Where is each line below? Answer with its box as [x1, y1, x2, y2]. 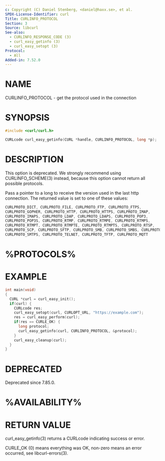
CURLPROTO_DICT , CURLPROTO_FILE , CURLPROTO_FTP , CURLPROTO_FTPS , [5, 204, 141, 209]
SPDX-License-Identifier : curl [5, 12, 69, 17]
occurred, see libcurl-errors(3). [5, 450, 69, 456]
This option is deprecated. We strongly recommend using [5, 170, 121, 176]
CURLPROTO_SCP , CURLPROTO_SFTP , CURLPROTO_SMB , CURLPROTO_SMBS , [5, 228, 139, 232]
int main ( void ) [5, 288, 36, 292]
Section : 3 [5, 21, 27, 26]
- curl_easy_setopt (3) [9, 44, 58, 49]
